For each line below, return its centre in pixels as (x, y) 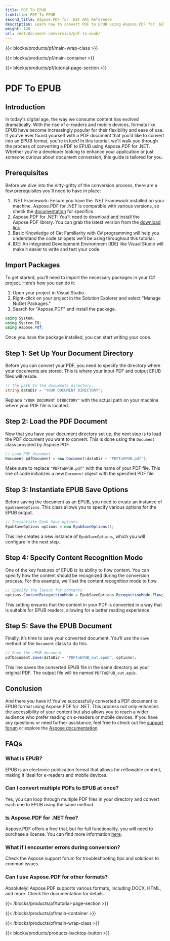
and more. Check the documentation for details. (55, 893)
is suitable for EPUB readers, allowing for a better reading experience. (78, 610)
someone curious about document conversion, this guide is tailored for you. (84, 157)
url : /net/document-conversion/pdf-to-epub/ (53, 34)
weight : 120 (18, 29)
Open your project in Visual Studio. (49, 292)
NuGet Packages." (32, 303)
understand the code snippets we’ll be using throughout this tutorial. (84, 238)
